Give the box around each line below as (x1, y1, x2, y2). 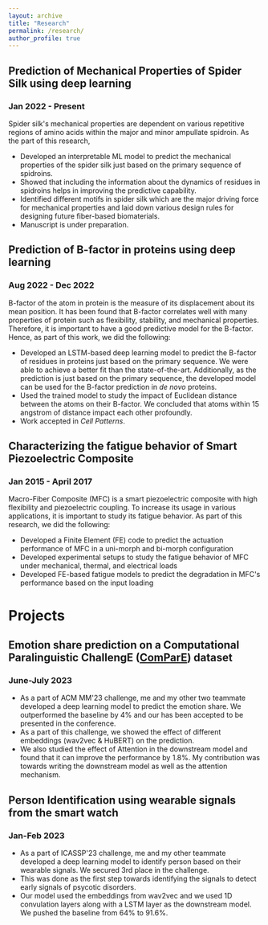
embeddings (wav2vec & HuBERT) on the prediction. (19, 736, 195, 746)
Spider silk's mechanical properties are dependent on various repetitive (8, 118, 245, 129)
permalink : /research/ (8, 27, 84, 35)
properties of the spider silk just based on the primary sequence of (19, 160, 242, 170)
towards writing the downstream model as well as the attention (19, 761, 228, 772)
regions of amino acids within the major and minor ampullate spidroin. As (8, 127, 250, 137)
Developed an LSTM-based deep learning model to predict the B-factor (19, 347, 257, 358)
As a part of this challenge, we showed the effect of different (19, 727, 221, 737)
